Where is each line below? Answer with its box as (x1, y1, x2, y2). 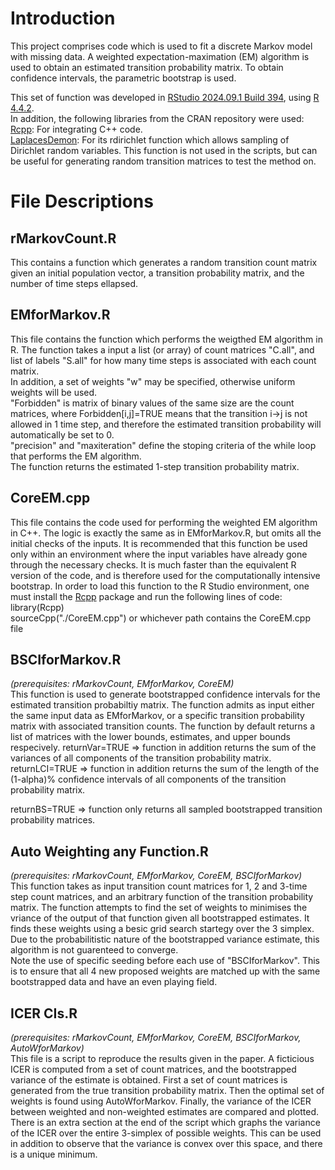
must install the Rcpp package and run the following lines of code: (10, 590, 283, 602)
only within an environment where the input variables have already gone (10, 548, 308, 560)
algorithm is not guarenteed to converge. (10, 944, 179, 956)
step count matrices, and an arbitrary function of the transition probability (10, 891, 314, 903)
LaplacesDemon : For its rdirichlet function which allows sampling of (10, 133, 290, 146)
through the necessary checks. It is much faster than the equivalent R (10, 558, 297, 571)
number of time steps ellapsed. (10, 277, 139, 289)
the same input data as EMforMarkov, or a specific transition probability (10, 710, 305, 722)
